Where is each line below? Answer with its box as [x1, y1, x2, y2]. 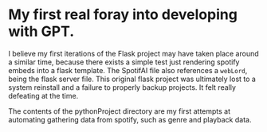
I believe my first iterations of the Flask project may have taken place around [8, 49, 259, 58]
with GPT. [8, 22, 75, 41]
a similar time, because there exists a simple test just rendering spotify [8, 57, 240, 67]
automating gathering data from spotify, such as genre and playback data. [8, 115, 252, 124]
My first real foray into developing [8, 6, 238, 24]
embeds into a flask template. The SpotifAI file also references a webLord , [8, 65, 248, 75]
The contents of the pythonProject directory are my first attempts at [8, 106, 231, 116]
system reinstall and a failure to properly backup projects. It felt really [8, 82, 237, 92]
